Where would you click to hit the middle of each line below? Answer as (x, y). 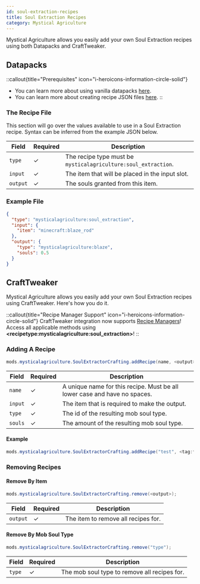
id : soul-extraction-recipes (42, 12)
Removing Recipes (34, 467)
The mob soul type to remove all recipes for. (123, 572)
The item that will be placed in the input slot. (127, 174)
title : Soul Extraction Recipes (46, 17)
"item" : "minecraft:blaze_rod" (56, 230)
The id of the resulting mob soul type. (115, 413)
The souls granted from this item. (111, 184)
